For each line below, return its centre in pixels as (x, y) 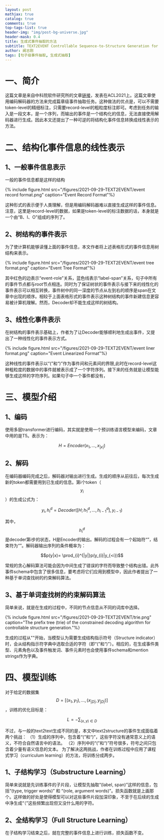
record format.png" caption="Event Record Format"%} (60, 195)
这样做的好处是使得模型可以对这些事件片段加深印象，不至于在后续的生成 (86, 797)
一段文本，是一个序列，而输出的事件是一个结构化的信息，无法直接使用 (84, 114)
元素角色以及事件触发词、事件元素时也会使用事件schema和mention (81, 650)
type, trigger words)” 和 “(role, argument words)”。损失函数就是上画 (81, 791)
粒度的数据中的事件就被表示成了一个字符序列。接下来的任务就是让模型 (84, 369)
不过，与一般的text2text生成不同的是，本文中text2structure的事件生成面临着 (82, 731)
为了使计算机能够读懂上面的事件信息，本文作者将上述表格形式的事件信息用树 (82, 247)
